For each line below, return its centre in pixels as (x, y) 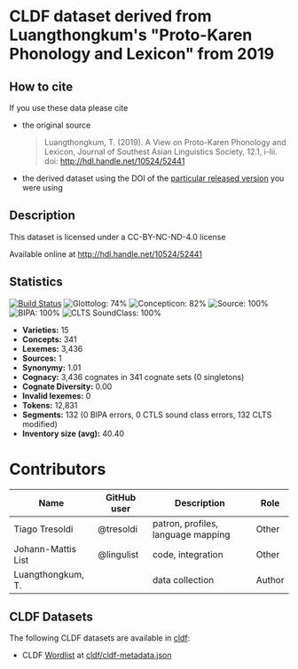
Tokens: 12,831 (50, 405)
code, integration (188, 554)
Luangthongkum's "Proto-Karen (131, 35)
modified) (39, 424)
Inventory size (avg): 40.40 (73, 433)
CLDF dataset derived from (110, 16)
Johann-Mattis (45, 548)
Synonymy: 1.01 (51, 367)
